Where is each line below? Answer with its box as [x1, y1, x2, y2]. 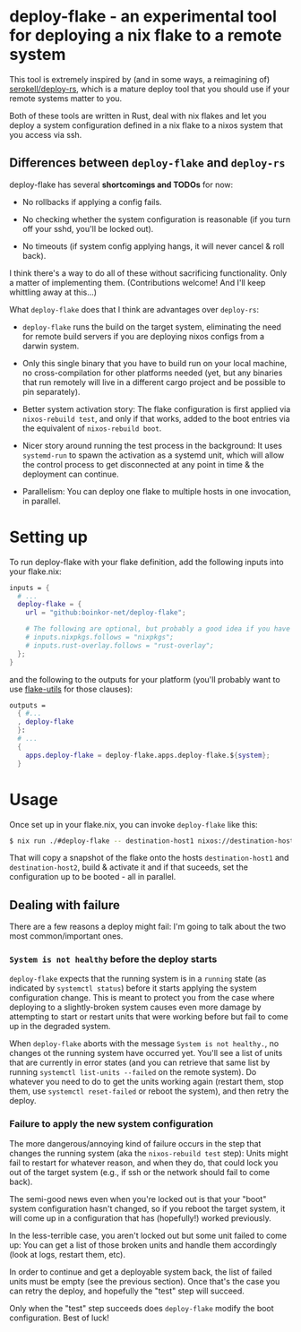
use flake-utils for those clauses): [9, 683, 133, 694]
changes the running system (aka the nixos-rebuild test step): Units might [9, 1147, 288, 1158]
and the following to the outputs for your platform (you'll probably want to [9, 674, 280, 684]
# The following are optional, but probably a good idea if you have [25, 624, 291, 633]
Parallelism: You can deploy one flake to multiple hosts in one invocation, [21, 486, 291, 496]
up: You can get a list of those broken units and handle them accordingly [9, 1239, 278, 1250]
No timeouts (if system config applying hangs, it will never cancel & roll [21, 240, 285, 252]
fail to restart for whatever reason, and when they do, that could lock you [9, 1157, 279, 1168]
